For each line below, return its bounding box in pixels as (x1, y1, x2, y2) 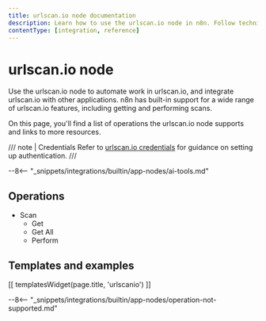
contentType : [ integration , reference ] (8, 26, 140, 34)
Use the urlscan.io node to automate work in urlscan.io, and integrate (8, 86, 234, 96)
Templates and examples (8, 258, 135, 272)
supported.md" (8, 303, 58, 313)
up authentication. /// (8, 151, 77, 161)
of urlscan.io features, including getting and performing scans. (8, 104, 212, 113)
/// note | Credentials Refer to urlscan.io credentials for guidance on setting (8, 143, 253, 152)
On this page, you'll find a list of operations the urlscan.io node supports (8, 119, 244, 128)
